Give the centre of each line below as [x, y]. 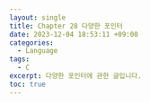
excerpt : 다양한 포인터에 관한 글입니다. [75, 76]
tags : [19, 59]
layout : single [38, 17]
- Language [38, 51]
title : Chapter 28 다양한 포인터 [66, 26]
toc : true [28, 84]
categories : [31, 43]
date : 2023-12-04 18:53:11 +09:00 [74, 34]
